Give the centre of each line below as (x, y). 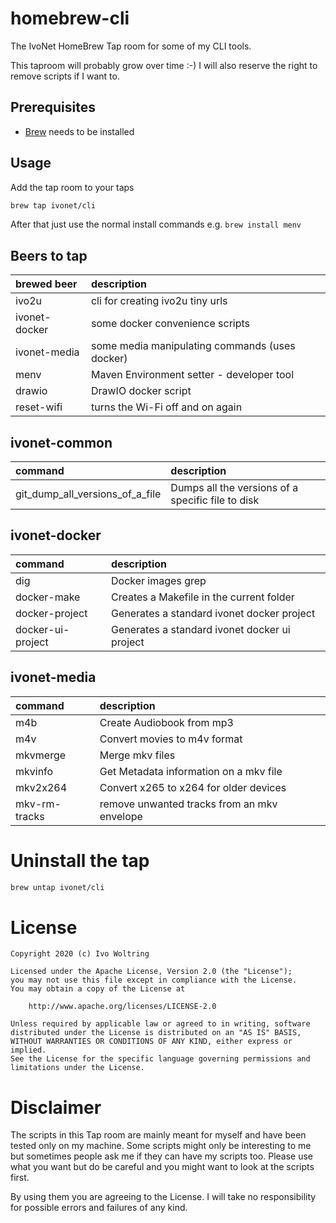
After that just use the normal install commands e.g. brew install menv (156, 224)
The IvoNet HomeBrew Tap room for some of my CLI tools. (131, 46)
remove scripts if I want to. (65, 76)
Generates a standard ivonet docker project (213, 613)
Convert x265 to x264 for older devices (193, 787)
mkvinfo (34, 771)
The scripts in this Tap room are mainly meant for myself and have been (158, 1135)
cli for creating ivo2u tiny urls (159, 301)
